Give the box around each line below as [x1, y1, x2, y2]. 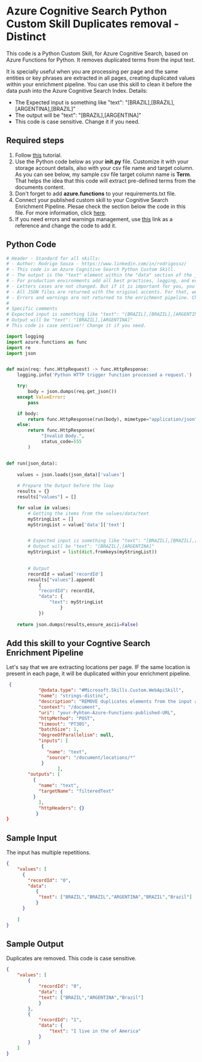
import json [6, 350, 36, 356]
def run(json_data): [6, 460, 58, 467]
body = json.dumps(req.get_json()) [28, 389, 117, 395]
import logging [6, 333, 44, 339]
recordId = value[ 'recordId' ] [28, 571, 103, 577]
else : [17, 422, 31, 428]
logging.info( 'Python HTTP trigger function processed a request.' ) [17, 372, 192, 378]
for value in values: [17, 504, 71, 511]
